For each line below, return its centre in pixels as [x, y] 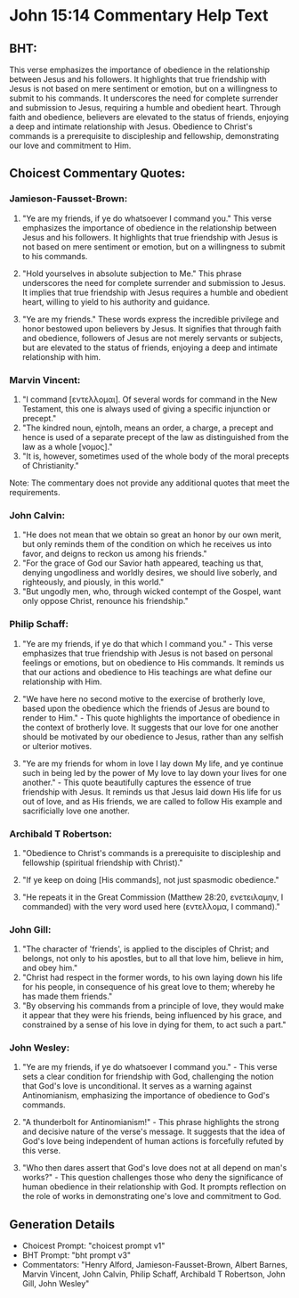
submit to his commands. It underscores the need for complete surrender [144, 98]
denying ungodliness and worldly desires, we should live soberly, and [149, 573]
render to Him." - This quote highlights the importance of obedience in [151, 717]
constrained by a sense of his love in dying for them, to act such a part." [154, 1025]
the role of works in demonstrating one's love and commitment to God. [152, 1196]
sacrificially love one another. [76, 811]
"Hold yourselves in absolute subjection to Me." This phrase [132, 273]
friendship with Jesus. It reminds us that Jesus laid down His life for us [152, 792]
